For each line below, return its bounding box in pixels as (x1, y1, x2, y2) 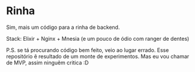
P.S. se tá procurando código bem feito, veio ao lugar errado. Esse (6, 46, 169, 54)
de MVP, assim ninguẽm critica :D (6, 59, 89, 66)
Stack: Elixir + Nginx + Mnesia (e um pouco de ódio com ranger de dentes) (6, 35, 190, 42)
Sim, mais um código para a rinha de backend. (6, 24, 120, 31)
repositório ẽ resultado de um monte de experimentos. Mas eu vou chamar (6, 53, 190, 60)
